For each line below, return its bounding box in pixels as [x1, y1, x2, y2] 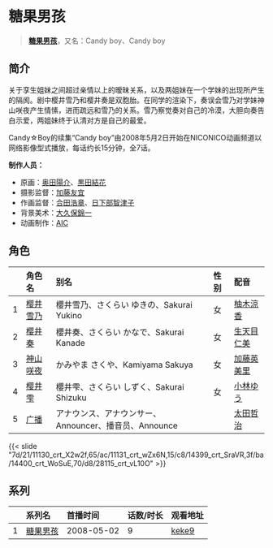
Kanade [55, 337, 85, 348]
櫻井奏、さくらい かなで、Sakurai [55, 326, 184, 338]
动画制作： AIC [19, 218, 69, 227]
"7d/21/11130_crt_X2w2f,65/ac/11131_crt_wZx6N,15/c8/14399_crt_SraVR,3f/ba [8, 450, 264, 460]
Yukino [55, 309, 83, 321]
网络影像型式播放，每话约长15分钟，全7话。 [8, 143, 155, 153]
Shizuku [55, 391, 87, 403]
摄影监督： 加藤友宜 [19, 188, 85, 197]
